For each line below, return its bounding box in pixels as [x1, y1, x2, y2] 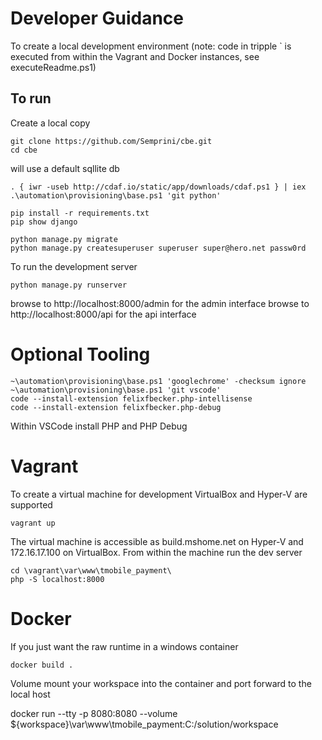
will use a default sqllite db [10, 162, 120, 174]
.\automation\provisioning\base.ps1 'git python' [10, 190, 222, 201]
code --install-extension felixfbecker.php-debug [10, 402, 222, 412]
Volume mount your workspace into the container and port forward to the [10, 677, 312, 689]
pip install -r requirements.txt [10, 208, 150, 218]
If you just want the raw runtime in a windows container [10, 640, 239, 652]
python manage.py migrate [10, 234, 118, 244]
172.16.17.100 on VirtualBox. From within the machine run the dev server [10, 546, 303, 558]
